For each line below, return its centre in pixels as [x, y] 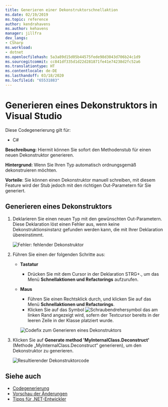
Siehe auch [23, 376]
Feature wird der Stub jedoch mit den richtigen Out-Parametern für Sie [78, 185]
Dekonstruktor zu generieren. [43, 350]
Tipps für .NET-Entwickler [39, 399]
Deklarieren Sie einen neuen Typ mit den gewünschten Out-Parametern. [87, 219]
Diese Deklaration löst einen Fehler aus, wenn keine [66, 224]
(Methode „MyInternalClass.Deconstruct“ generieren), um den [77, 345]
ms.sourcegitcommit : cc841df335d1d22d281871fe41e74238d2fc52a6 [73, 62]
